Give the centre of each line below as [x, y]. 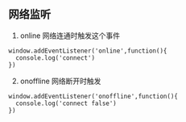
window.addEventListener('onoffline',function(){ [93, 96]
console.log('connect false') [66, 103]
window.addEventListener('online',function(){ [88, 51]
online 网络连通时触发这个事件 [70, 36]
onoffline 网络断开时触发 [60, 81]
